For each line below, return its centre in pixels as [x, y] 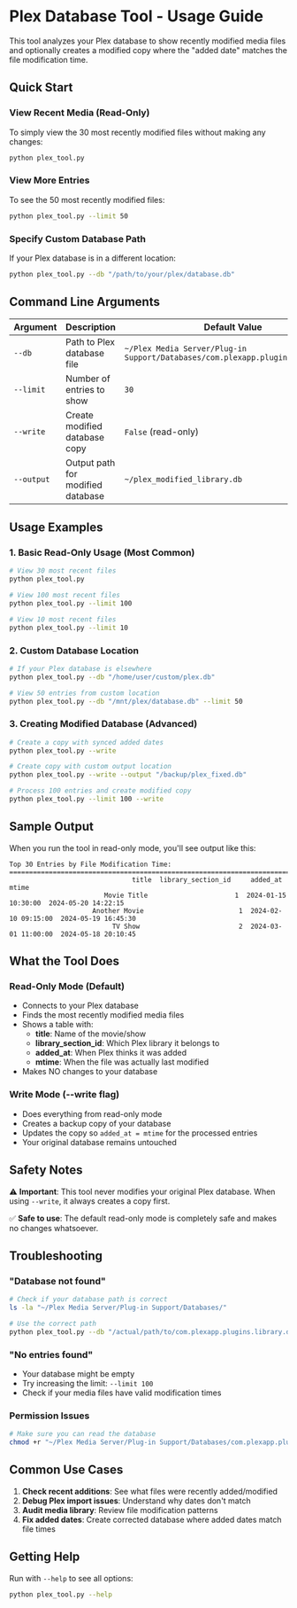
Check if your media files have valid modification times [122, 1393]
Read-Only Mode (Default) [67, 987]
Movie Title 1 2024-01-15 [195, 895]
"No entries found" [51, 1354]
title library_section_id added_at [207, 879]
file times [38, 1529]
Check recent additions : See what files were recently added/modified [150, 1491]
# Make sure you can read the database [83, 1434]
